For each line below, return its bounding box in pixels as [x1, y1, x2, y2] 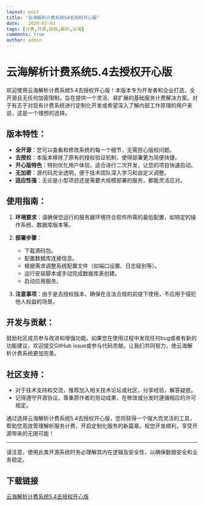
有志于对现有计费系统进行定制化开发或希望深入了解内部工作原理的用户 [11, 102, 187, 109]
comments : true [6, 32, 45, 38]
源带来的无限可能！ [6, 430, 55, 437]
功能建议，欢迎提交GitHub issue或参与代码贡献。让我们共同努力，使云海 [6, 342, 188, 350]
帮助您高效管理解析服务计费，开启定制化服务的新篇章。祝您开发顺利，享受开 [6, 422, 198, 429]
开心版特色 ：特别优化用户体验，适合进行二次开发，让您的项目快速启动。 [15, 161, 196, 168]
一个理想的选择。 [27, 109, 70, 116]
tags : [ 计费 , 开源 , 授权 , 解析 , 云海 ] [6, 26, 84, 32]
